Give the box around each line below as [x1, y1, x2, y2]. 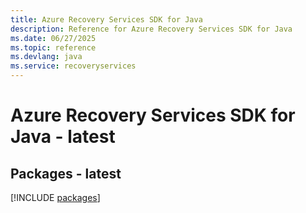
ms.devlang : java [10, 52, 83, 62]
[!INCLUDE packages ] [10, 192, 101, 203]
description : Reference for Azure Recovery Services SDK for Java [10, 24, 293, 34]
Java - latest [10, 126, 116, 148]
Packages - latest [10, 165, 122, 182]
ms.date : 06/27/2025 [10, 33, 97, 43]
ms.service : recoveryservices [10, 61, 137, 71]
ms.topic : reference [10, 42, 97, 53]
